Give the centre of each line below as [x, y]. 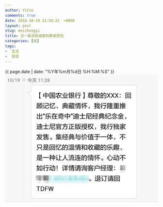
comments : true [20, 15]
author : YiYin [19, 10]
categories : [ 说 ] [22, 41]
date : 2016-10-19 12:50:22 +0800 [40, 20]
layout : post [18, 26]
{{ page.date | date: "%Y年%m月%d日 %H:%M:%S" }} [60, 71]
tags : [10, 46]
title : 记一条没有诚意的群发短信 [34, 36]
